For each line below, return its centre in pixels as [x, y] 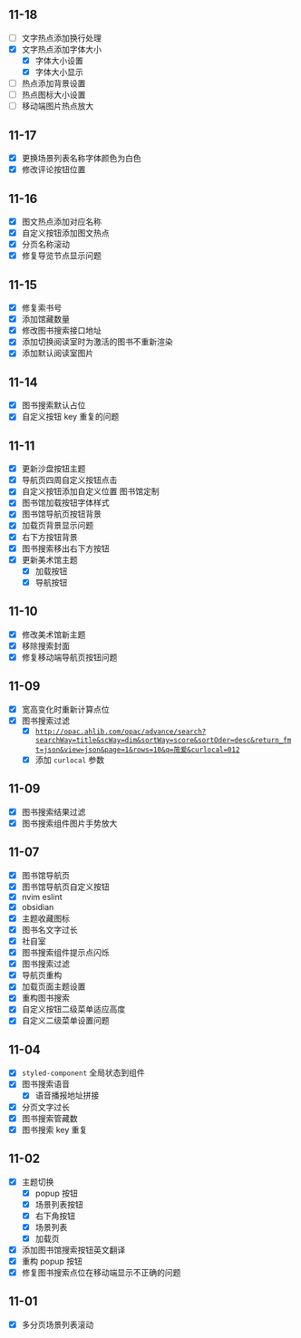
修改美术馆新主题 [53, 635]
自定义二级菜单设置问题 [65, 1021]
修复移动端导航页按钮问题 [69, 657]
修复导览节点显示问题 [61, 256]
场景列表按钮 [59, 1204]
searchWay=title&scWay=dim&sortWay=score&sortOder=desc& [145, 740]
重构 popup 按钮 [52, 1261]
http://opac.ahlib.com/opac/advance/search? [121, 732]
